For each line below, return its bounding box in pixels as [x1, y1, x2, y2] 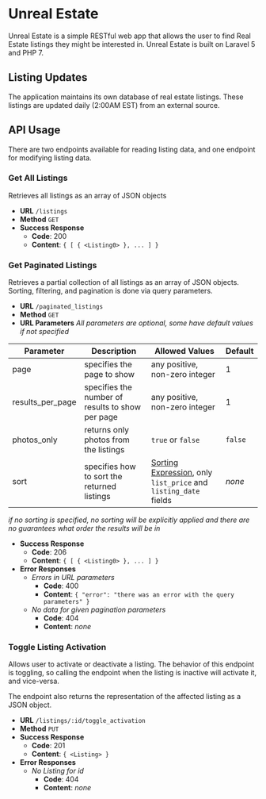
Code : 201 [31, 741, 66, 751]
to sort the [84, 471, 123, 482]
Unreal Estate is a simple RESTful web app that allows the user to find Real [8, 31, 251, 40]
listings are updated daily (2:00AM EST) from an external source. [8, 100, 220, 109]
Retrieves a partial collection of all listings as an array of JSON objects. [8, 278, 240, 287]
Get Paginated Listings [8, 259, 97, 271]
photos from [84, 434, 131, 445]
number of [84, 392, 123, 403]
